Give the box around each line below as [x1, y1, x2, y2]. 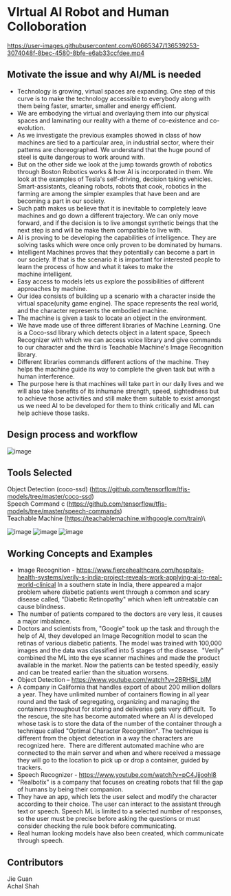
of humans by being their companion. [16, 785, 124, 793]
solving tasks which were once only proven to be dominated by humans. [16, 240, 223, 248]
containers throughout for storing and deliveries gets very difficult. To [16, 705, 217, 713]
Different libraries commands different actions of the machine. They [16, 357, 210, 365]
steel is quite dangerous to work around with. [16, 153, 146, 161]
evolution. [16, 123, 46, 131]
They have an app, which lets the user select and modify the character [16, 793, 218, 801]
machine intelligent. [16, 270, 74, 278]
